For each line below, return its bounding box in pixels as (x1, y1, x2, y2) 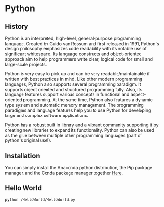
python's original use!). (5, 138, 52, 143)
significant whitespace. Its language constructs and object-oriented (5, 51, 142, 57)
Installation (5, 152, 40, 160)
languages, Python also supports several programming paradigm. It (5, 81, 141, 87)
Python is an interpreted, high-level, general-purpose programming (5, 35, 141, 41)
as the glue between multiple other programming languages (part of (5, 133, 142, 138)
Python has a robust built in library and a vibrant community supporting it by (5, 122, 159, 128)
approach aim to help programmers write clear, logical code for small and (5, 56, 153, 62)
